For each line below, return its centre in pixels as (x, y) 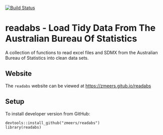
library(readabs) (23, 127)
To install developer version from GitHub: (48, 113)
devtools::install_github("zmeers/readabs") (53, 123)
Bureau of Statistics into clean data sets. (47, 58)
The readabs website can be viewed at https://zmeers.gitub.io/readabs (78, 86)
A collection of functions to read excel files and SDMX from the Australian (81, 52)
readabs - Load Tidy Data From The (80, 28)
